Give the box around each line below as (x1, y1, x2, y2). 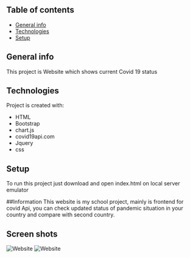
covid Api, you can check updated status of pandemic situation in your (6, 204, 184, 212)
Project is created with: (6, 102, 65, 109)
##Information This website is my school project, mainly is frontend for (6, 198, 184, 206)
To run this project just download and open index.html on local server (6, 180, 180, 187)
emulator (6, 186, 29, 194)
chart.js (15, 126, 35, 134)
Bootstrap (15, 120, 40, 127)
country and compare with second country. (6, 211, 115, 218)
